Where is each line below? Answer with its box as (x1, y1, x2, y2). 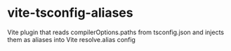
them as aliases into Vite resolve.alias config (7, 35, 136, 43)
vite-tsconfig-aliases (7, 5, 133, 21)
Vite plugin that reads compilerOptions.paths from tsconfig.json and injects (7, 28, 225, 36)
